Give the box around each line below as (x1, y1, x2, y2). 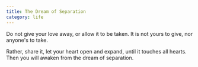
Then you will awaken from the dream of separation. (6, 54, 134, 61)
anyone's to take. (6, 36, 49, 43)
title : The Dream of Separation (6, 8, 86, 15)
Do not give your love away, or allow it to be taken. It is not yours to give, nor (6, 30, 193, 37)
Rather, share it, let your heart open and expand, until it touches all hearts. (6, 48, 187, 55)
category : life (6, 14, 44, 20)
